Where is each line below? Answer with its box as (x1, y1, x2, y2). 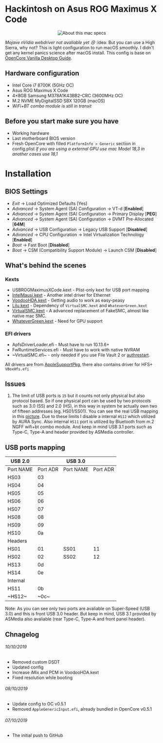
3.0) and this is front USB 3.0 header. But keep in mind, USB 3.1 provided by (5, 611, 157, 617)
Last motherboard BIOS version (12, 135, 75, 141)
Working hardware (12, 130, 50, 136)
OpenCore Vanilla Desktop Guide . (5, 55, 72, 61)
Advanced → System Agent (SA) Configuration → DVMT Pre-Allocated (12, 216, 154, 222)
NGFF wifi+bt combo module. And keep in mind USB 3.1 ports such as (12, 424, 152, 430)
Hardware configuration (5, 69, 79, 78)
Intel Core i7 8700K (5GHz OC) (12, 82, 74, 88)
